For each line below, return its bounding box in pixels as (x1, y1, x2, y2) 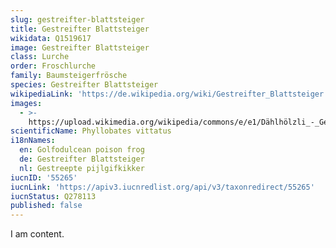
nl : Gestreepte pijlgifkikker (19, 163, 145, 173)
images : (10, 98, 43, 108)
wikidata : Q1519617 (10, 33, 92, 43)
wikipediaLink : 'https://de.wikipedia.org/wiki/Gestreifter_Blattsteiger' (10, 89, 329, 99)
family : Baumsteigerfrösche (10, 71, 128, 81)
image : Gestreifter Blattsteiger (10, 42, 150, 53)
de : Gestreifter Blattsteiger (19, 154, 145, 164)
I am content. (10, 228, 65, 240)
